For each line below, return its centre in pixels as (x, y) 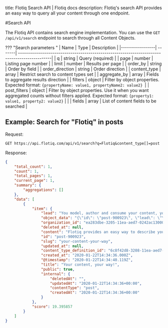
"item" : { (42, 208)
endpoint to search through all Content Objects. (87, 38)
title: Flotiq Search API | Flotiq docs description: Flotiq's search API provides (84, 8)
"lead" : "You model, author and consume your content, (99, 213)
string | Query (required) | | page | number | (108, 58)
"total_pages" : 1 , (33, 176)
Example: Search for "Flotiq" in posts (64, 122)
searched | (16, 106)
